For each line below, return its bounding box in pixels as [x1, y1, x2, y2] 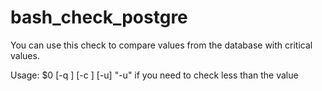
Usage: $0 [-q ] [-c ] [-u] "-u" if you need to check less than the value [10, 69, 299, 81]
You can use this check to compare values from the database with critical [10, 39, 313, 51]
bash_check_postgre [10, 6, 188, 29]
